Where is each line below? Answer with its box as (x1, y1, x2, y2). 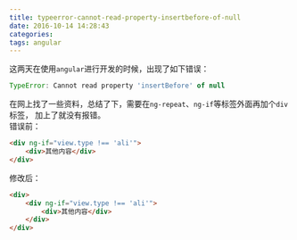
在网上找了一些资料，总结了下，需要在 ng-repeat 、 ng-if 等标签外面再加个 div (9, 99, 288, 110)
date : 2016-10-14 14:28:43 (9, 21, 110, 30)
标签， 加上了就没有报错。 (9, 110, 105, 120)
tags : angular (9, 37, 62, 47)
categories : (9, 29, 54, 38)
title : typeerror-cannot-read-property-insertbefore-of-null (9, 12, 242, 22)
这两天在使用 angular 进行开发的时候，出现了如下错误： (9, 63, 210, 74)
